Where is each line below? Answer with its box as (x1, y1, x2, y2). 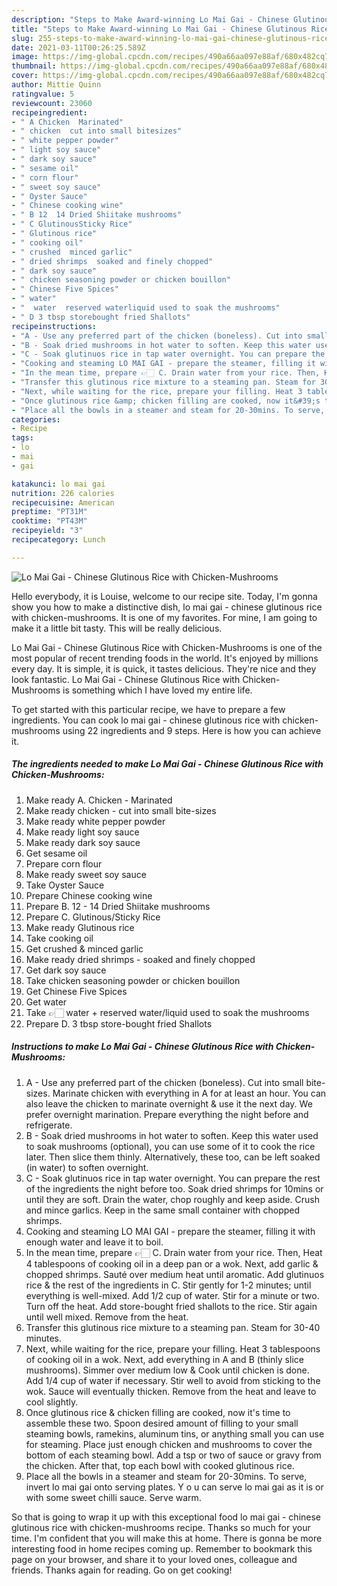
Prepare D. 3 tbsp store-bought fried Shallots (25, 1017, 213, 1030)
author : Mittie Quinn (11, 80, 102, 90)
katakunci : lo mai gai (11, 479, 106, 489)
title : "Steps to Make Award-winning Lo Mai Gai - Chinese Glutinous (11, 24, 308, 34)
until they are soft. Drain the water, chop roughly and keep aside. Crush (25, 1193, 320, 1205)
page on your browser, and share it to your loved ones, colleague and (11, 1553, 298, 1565)
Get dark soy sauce (25, 964, 107, 976)
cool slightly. (25, 1396, 79, 1408)
